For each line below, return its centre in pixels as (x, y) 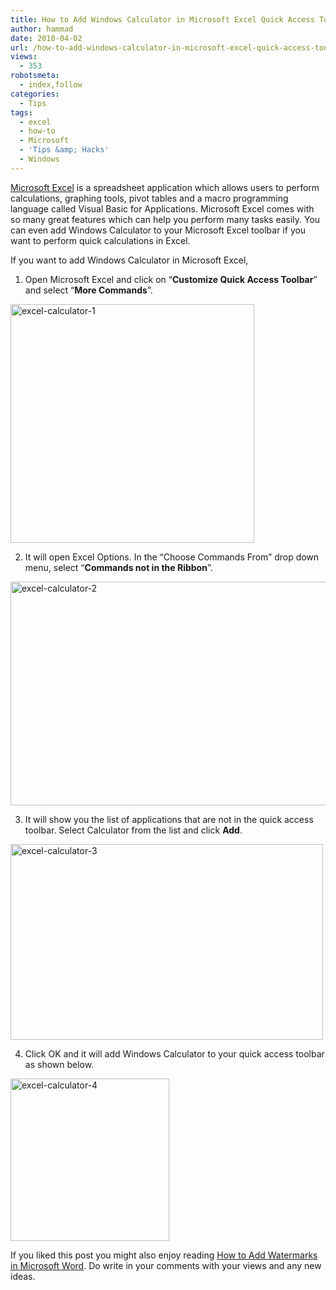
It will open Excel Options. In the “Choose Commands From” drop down (172, 557)
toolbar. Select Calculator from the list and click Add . (133, 830)
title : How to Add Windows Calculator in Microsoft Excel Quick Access (162, 19)
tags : (21, 112)
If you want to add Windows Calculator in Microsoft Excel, (129, 260)
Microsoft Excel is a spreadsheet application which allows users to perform (165, 187)
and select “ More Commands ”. (88, 290)
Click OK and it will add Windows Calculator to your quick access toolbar (174, 1053)
